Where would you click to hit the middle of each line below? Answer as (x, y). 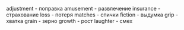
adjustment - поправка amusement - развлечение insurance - (83, 9)
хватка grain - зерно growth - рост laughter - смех (69, 21)
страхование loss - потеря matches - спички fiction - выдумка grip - (92, 15)
